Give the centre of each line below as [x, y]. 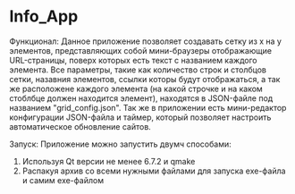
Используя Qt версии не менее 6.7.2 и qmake [109, 161]
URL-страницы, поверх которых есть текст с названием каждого [133, 60]
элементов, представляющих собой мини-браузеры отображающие [141, 50]
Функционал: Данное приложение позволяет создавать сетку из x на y [145, 41]
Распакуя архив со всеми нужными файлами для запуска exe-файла [154, 171]
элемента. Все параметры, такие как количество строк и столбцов [138, 70]
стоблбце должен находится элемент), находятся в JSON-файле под [141, 98]
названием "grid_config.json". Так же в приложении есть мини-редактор [148, 107]
